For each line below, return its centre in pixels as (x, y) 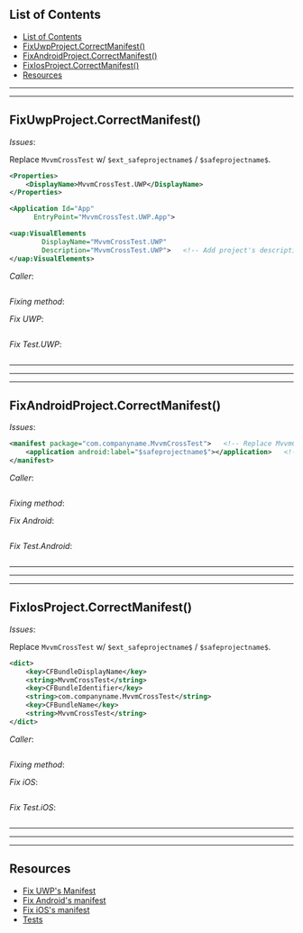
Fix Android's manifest (64, 900)
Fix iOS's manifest (56, 910)
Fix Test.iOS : (33, 807)
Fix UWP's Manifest (59, 891)
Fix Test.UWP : (36, 344)
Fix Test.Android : (41, 545)
